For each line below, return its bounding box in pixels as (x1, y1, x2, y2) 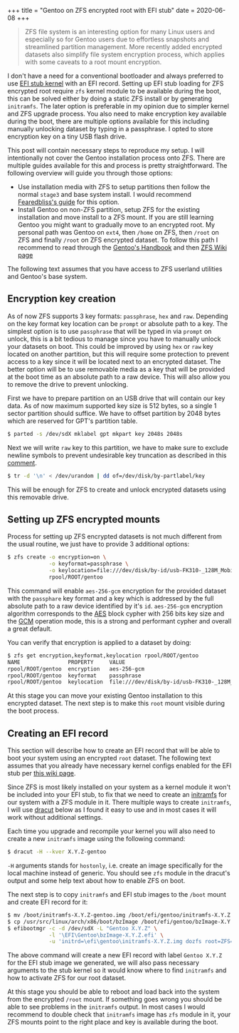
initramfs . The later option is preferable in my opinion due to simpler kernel (7, 102, 230, 110)
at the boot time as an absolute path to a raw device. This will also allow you (7, 372, 230, 381)
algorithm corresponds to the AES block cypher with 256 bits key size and (7, 609, 225, 618)
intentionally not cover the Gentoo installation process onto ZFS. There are (7, 153, 225, 162)
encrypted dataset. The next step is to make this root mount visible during (7, 699, 225, 708)
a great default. (7, 624, 53, 633)
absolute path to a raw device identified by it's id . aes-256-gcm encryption (7, 601, 223, 610)
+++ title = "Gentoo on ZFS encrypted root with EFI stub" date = (7, 6, 196, 14)
